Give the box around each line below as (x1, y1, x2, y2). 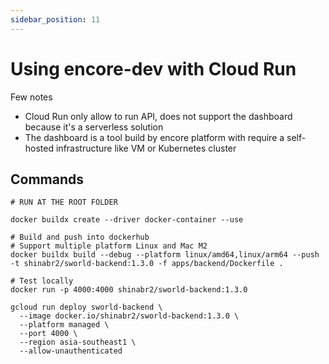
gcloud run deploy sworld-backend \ (10, 302, 163, 313)
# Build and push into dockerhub (10, 232, 150, 243)
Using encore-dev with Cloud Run (10, 57, 297, 80)
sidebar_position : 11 (10, 14, 101, 25)
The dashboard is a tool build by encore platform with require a (24, 131, 285, 143)
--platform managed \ (19, 320, 110, 330)
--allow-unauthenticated (19, 346, 123, 356)
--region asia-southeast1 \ (19, 337, 137, 348)
